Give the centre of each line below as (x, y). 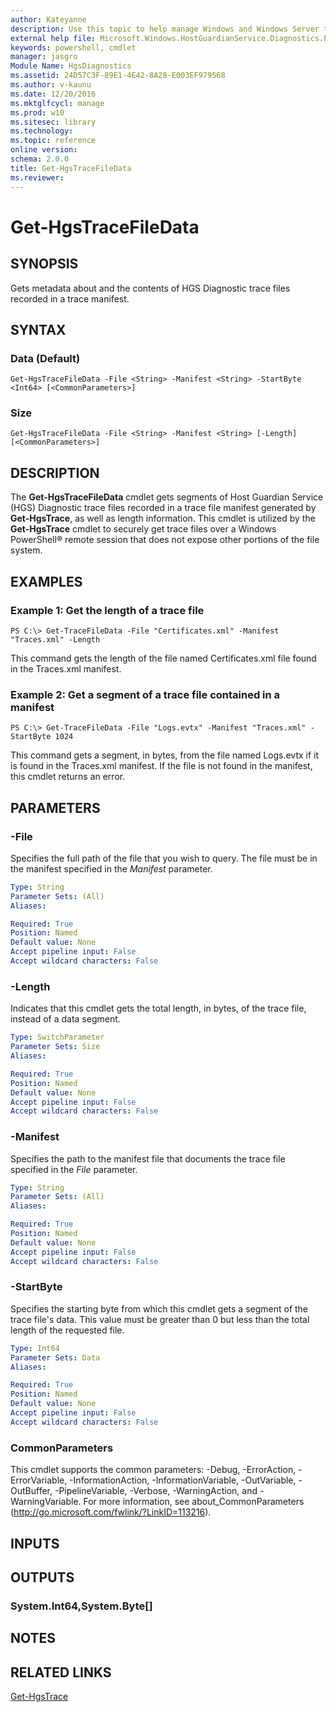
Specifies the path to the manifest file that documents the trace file (148, 1158)
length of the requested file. (67, 1330)
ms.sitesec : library (53, 122)
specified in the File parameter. (74, 1169)
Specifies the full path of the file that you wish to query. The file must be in (164, 858)
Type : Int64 (35, 1348)
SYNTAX (38, 329)
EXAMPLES (46, 581)
